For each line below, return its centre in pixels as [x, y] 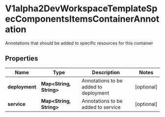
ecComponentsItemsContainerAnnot [82, 19]
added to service [101, 107]
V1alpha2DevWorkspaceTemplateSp [81, 9]
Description [106, 72]
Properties [22, 59]
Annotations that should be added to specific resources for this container [79, 43]
